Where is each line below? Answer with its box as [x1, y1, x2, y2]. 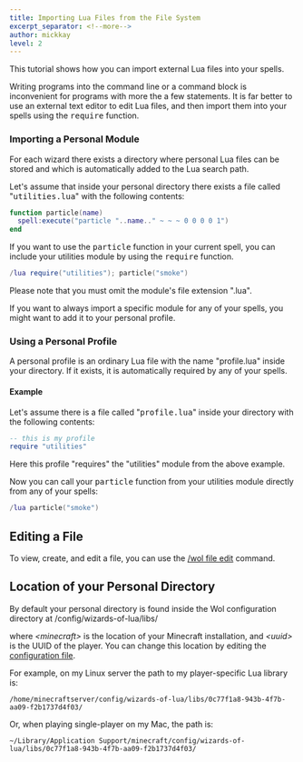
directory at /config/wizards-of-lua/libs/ [9, 613, 159, 624]
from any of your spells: [9, 486, 98, 496]
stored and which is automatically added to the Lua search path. [9, 163, 249, 174]
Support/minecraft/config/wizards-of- [98, 736, 246, 746]
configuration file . [9, 649, 75, 660]
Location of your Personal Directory [9, 579, 216, 595]
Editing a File [9, 528, 83, 544]
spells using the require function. [9, 110, 140, 121]
